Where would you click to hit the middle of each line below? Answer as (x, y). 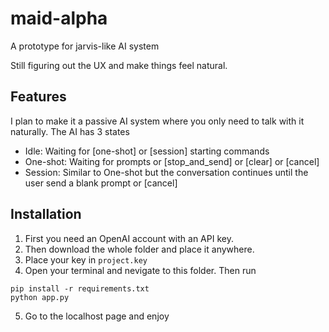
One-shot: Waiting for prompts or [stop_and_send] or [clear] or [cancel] (172, 161)
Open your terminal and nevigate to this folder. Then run (140, 270)
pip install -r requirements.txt (80, 288)
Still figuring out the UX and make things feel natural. (119, 65)
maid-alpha (59, 18)
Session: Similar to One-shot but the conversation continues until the (166, 172)
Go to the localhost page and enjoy (97, 316)
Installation (46, 214)
